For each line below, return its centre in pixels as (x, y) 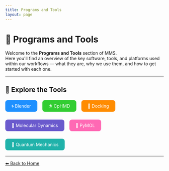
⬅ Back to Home (22, 163)
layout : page (19, 15)
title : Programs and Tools (33, 10)
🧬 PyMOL (85, 125)
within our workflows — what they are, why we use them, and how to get (81, 64)
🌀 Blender (21, 106)
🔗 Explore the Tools (36, 90)
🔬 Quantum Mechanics (35, 145)
